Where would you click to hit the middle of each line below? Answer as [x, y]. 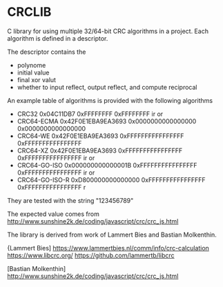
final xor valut [37, 79]
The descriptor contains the [47, 52]
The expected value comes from [54, 214]
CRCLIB [29, 12]
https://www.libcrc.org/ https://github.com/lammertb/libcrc [91, 255]
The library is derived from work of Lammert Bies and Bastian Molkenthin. [112, 235]
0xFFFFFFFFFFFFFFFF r [51, 187]
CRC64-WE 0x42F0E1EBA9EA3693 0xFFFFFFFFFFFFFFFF [100, 136]
